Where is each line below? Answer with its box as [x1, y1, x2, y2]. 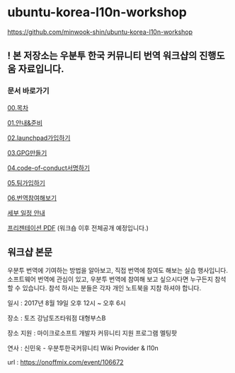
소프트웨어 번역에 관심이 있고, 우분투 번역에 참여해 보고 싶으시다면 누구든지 [7, 275, 214, 283]
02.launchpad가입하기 [7, 134, 71, 142]
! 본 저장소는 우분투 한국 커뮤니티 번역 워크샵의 [7, 50, 197, 62]
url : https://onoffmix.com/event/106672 [7, 358, 124, 367]
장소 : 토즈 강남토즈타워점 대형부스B [7, 314, 106, 322]
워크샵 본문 [7, 247, 53, 259]
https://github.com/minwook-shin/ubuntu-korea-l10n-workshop [7, 28, 193, 36]
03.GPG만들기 [7, 148, 47, 157]
